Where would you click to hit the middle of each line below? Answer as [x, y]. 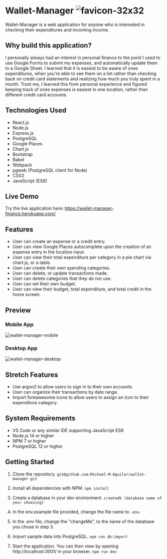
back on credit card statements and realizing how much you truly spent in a [83, 79]
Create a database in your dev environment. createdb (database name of [87, 498]
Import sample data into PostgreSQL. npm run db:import [70, 536]
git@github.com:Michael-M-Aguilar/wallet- [101, 474]
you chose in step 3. [33, 527]
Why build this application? [49, 46]
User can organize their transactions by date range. [65, 392]
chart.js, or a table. [32, 263]
